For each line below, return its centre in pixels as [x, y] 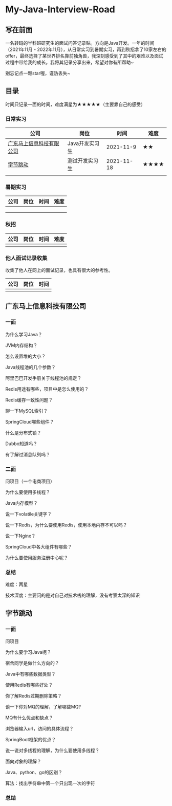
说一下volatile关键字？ [29, 514]
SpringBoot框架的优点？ [31, 739]
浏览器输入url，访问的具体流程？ [40, 728]
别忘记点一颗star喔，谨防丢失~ [38, 73]
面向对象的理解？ [23, 761]
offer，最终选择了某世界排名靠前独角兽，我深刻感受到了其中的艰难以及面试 [84, 56]
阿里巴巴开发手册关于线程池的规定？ [44, 378]
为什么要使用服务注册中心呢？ [37, 557]
